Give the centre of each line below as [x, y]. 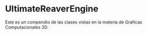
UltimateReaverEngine [52, 9]
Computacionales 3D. [27, 27]
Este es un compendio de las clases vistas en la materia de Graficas [74, 22]
